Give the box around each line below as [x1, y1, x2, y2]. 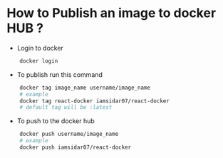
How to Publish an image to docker [6, 5, 217, 21]
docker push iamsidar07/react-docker [19, 144, 132, 151]
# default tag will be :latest [19, 104, 113, 111]
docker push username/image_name [19, 130, 119, 138]
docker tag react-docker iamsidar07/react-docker [19, 98, 170, 105]
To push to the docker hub [16, 117, 95, 125]
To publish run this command [16, 70, 103, 79]
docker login [19, 57, 58, 65]
